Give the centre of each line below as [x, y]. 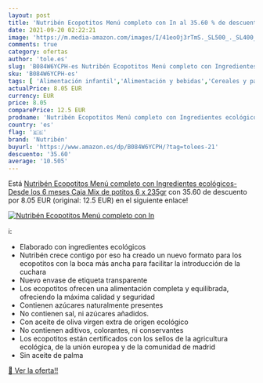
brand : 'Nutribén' [38, 139]
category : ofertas [38, 52]
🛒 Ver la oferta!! [33, 370]
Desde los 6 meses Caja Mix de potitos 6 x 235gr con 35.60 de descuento [128, 192]
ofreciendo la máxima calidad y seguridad [87, 297]
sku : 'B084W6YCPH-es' [43, 74]
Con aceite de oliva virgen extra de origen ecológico [104, 322]
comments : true [33, 45]
